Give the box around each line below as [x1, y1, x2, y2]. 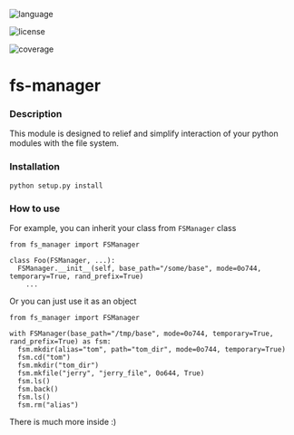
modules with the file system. [9, 138, 120, 149]
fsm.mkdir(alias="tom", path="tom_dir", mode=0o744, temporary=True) [17, 345, 286, 354]
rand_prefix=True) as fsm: [9, 337, 112, 346]
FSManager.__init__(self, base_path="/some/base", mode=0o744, [17, 264, 261, 274]
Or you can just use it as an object [9, 295, 137, 307]
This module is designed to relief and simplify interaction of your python [9, 128, 279, 140]
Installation [9, 160, 61, 173]
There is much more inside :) [9, 417, 117, 428]
